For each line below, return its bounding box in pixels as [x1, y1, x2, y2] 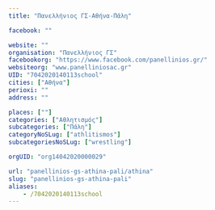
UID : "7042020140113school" [8, 71, 103, 79]
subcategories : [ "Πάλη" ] [8, 123, 92, 132]
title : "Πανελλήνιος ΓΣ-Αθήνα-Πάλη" [8, 11, 132, 20]
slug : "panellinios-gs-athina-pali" [8, 174, 132, 183]
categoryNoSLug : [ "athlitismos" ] [8, 131, 121, 139]
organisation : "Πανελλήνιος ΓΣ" [8, 48, 117, 57]
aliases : [8, 183, 38, 191]
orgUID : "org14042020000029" [8, 153, 107, 161]
